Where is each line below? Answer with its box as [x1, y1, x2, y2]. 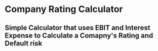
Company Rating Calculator [5, 3, 124, 15]
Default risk [5, 39, 43, 47]
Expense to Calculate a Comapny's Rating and [5, 31, 153, 39]
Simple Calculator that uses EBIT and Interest [5, 23, 150, 32]
